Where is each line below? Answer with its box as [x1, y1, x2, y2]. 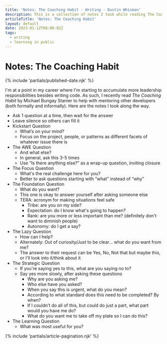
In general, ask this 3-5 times [19, 154, 80, 160]
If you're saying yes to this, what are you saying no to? [19, 265, 132, 271]
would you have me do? [27, 307, 76, 313]
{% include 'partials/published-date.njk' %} [5, 77, 94, 83]
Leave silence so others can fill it [12, 118, 80, 124]
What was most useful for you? [19, 323, 83, 329]
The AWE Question [12, 144, 51, 150]
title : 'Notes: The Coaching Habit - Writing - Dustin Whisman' [5, 7, 141, 12]
